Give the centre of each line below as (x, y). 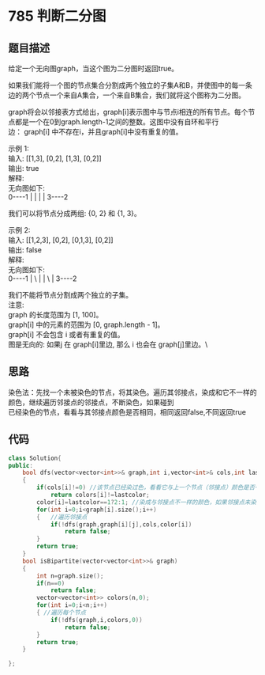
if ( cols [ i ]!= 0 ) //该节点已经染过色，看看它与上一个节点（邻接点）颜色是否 (146, 487)
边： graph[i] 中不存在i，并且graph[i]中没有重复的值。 (95, 132)
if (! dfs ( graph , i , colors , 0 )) (97, 620)
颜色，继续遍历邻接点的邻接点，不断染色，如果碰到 (91, 402)
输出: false (25, 250)
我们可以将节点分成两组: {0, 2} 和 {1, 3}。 (75, 213)
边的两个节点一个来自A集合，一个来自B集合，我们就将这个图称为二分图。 (127, 95)
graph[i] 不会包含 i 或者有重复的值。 (66, 334)
